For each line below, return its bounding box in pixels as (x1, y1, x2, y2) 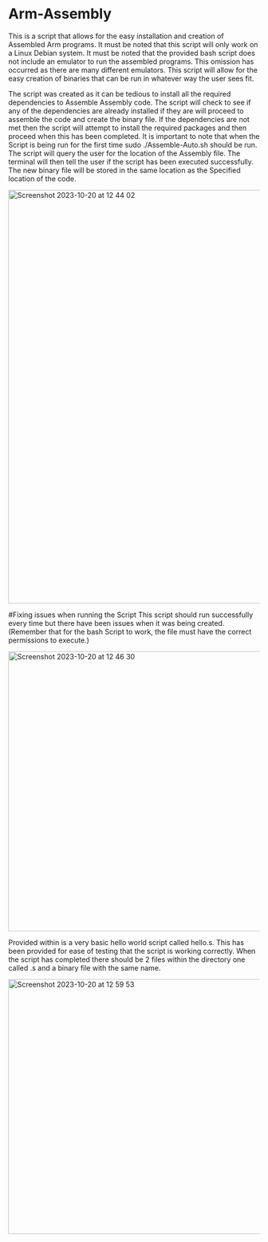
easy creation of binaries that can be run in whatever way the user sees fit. (8, 73, 254, 83)
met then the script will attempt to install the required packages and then (8, 123, 247, 133)
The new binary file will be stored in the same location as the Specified (8, 165, 241, 175)
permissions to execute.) (8, 635, 90, 645)
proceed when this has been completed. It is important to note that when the (8, 131, 260, 140)
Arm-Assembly (8, 5, 112, 23)
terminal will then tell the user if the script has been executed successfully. (8, 156, 254, 166)
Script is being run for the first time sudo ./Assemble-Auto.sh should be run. (8, 140, 258, 149)
